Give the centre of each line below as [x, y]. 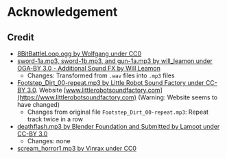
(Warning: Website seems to [178, 97]
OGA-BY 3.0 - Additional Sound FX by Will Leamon [89, 68]
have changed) [38, 105]
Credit [21, 37]
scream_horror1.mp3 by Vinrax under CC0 [77, 148]
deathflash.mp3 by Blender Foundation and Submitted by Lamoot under [118, 126]
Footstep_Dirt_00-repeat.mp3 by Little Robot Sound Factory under [110, 83]
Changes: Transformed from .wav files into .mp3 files [101, 75]
